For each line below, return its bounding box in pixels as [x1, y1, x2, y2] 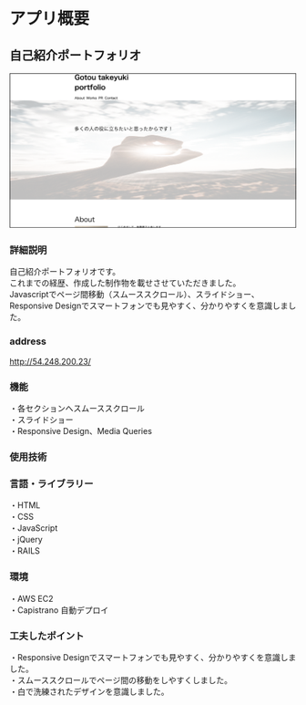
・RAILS [9, 545, 41, 556]
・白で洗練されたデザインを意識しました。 [9, 686, 169, 697]
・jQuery [9, 534, 43, 545]
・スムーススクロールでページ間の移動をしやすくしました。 [9, 674, 232, 685]
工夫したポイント [9, 629, 85, 642]
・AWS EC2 [9, 593, 54, 604]
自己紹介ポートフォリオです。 [9, 266, 121, 277]
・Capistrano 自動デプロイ [9, 604, 109, 616]
